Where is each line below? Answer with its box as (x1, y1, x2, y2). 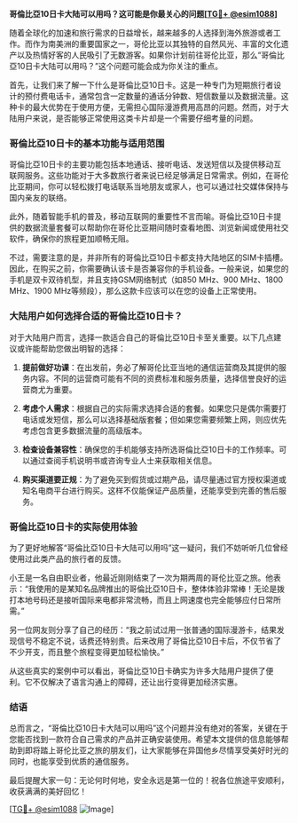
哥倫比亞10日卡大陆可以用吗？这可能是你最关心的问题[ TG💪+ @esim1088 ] (9, 9, 278, 19)
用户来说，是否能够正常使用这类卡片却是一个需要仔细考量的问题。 (16, 113, 258, 123)
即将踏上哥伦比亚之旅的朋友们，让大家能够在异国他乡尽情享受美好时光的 (24, 745, 289, 756)
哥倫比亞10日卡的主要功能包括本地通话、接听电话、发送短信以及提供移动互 (9, 159, 282, 170)
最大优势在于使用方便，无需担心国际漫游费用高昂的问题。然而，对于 (32, 102, 281, 112)
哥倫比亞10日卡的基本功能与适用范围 (9, 137, 165, 149)
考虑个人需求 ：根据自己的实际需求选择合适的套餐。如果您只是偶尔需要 (21, 403, 279, 414)
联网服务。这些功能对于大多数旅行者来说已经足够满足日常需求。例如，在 (9, 170, 273, 181)
